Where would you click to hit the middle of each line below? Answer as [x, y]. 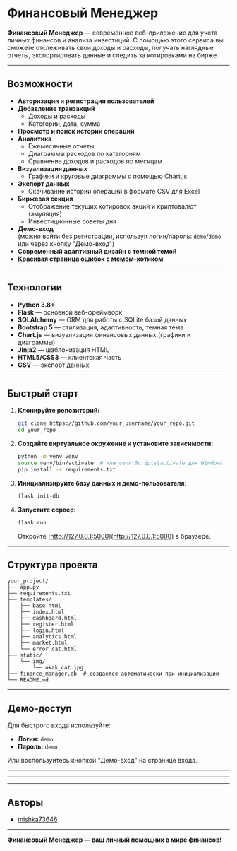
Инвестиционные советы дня [72, 221]
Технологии [35, 288]
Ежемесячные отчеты [61, 146]
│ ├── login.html [36, 630]
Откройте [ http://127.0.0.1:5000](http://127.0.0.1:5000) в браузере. [114, 536]
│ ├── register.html [41, 624]
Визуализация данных [53, 168]
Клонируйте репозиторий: [59, 411]
